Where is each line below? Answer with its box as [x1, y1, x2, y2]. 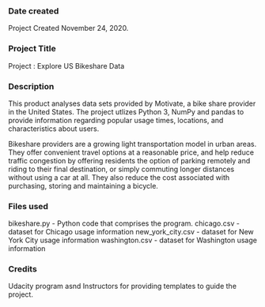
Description [8, 80, 55, 92]
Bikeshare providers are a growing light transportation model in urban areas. [8, 139, 257, 148]
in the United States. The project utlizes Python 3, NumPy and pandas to [8, 107, 244, 116]
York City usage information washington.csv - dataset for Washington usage [8, 235, 257, 245]
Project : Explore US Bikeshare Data [8, 61, 125, 70]
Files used [8, 200, 49, 212]
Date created [8, 6, 59, 17]
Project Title [8, 43, 57, 54]
